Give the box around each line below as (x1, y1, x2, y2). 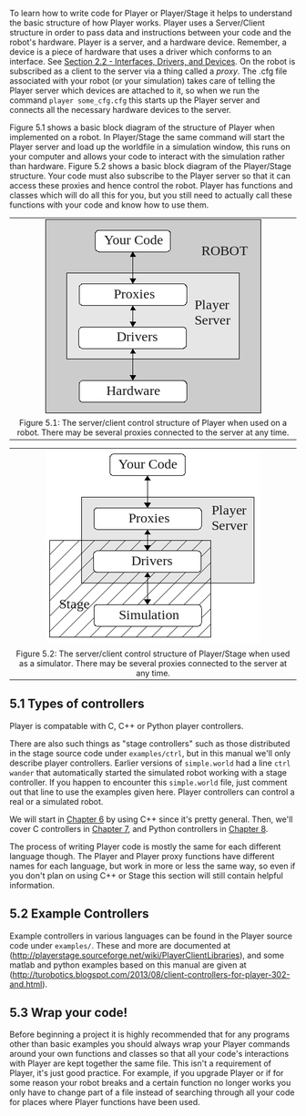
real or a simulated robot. (9, 796, 104, 807)
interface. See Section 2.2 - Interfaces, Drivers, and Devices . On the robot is (9, 56, 296, 66)
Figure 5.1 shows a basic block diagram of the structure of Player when (9, 122, 276, 133)
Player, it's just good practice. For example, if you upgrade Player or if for (9, 1068, 284, 1079)
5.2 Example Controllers (9, 906, 149, 922)
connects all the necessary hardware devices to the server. (9, 105, 232, 115)
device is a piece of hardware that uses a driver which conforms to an (9, 46, 271, 57)
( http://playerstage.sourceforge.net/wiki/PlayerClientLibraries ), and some (9, 949, 285, 960)
